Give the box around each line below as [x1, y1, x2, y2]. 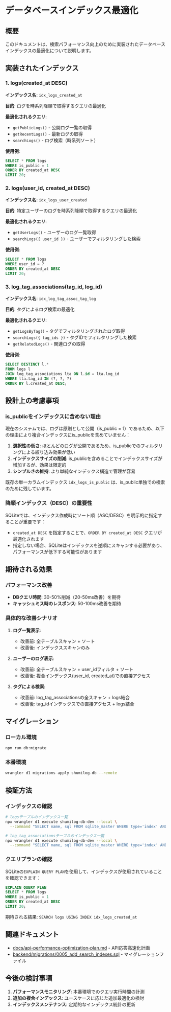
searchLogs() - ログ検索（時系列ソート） [12, 137, 99, 143]
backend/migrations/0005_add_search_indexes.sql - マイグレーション [12, 951, 160, 957]
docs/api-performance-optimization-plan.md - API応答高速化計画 [12, 945, 150, 951]
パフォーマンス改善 [5, 581, 52, 588]
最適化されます [12, 536, 44, 542]
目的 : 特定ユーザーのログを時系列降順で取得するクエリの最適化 [5, 208, 137, 214]
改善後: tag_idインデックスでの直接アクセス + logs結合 [20, 701, 135, 707]
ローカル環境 [5, 733, 37, 741]
